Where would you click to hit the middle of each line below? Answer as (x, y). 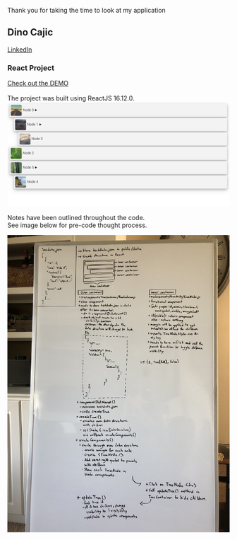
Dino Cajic (30, 32)
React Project (31, 68)
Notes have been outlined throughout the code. (76, 217)
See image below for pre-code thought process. (77, 225)
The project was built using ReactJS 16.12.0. (71, 98)
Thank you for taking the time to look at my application (86, 10)
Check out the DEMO (38, 84)
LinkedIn (20, 50)
